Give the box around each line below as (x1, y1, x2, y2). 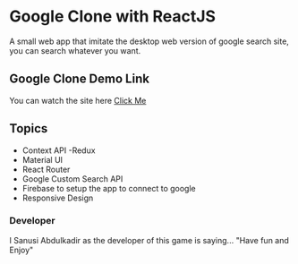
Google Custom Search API (21, 173, 123, 184)
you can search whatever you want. (9, 45, 141, 55)
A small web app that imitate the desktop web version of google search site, (9, 36, 289, 47)
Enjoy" (9, 244, 34, 255)
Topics (9, 121, 48, 136)
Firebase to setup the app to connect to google (21, 183, 196, 193)
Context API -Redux (21, 145, 96, 156)
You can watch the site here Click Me (9, 95, 147, 106)
